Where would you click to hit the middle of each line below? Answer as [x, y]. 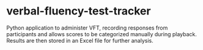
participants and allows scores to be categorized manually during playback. [102, 34]
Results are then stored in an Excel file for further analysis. [80, 40]
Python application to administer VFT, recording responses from [87, 28]
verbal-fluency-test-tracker [79, 11]
